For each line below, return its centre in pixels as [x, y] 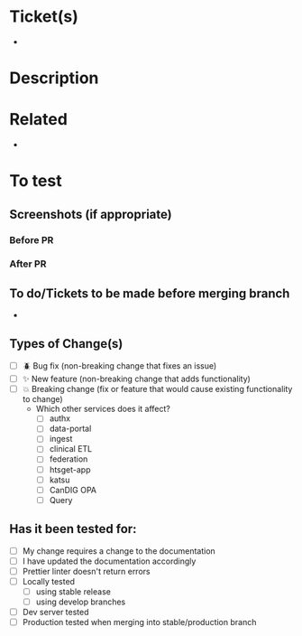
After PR [28, 264]
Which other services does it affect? [103, 409]
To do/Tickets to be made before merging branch [150, 293]
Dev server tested [55, 612]
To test [36, 181]
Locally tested [48, 581]
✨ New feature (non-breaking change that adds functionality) [136, 379]
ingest [61, 439]
